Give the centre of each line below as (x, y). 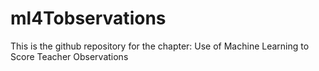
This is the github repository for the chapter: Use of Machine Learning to (160, 46)
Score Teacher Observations (69, 56)
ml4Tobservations (88, 18)
